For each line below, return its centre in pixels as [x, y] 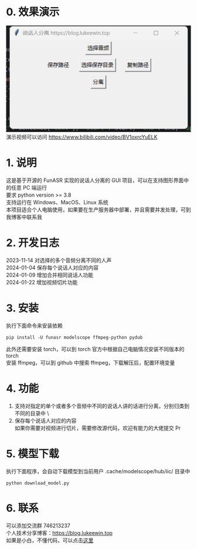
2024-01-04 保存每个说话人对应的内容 [52, 268]
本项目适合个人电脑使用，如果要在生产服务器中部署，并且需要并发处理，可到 [98, 210]
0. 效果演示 [33, 12]
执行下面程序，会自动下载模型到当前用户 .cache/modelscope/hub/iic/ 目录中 [98, 471]
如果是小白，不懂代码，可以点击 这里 [50, 540]
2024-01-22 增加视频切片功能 [42, 282]
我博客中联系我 [24, 217]
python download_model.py [38, 483]
